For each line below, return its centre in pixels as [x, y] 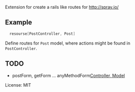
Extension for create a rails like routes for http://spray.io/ [62, 7]
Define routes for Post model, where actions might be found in [68, 43]
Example [19, 22]
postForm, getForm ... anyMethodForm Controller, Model [68, 75]
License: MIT [18, 85]
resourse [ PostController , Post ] [43, 34]
